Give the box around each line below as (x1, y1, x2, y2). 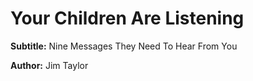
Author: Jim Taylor (10, 59, 89, 71)
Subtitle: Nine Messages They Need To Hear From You (10, 40, 238, 52)
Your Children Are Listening (10, 7, 245, 30)
